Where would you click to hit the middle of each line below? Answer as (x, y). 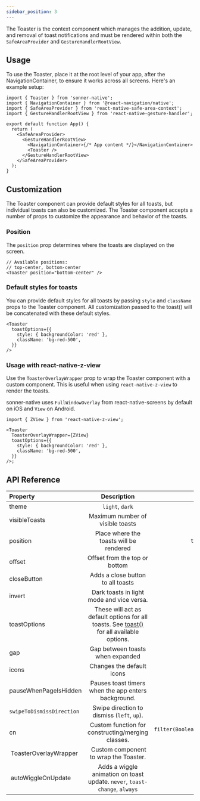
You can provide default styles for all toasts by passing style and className (99, 300)
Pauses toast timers (118, 683)
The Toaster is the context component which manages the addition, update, (99, 29)
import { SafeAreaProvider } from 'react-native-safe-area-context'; (94, 109)
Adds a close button (118, 575)
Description (118, 496)
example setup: (25, 87)
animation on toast (118, 774)
